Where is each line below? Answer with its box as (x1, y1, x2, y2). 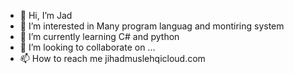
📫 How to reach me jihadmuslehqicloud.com (19, 53, 206, 64)
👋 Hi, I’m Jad (19, 10, 73, 21)
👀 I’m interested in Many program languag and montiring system (19, 20, 285, 32)
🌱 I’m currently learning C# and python (19, 31, 180, 42)
